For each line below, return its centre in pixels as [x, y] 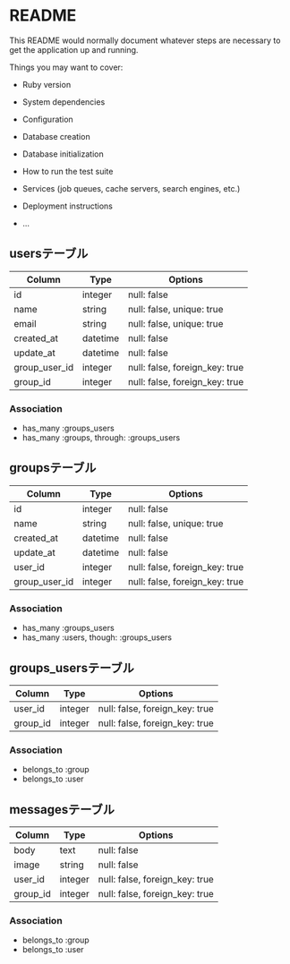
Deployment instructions [68, 206]
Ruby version [47, 84]
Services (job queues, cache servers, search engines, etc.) [131, 188]
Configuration [47, 119]
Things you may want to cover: [66, 67]
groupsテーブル [53, 468]
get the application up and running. [74, 49]
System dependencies [64, 102]
